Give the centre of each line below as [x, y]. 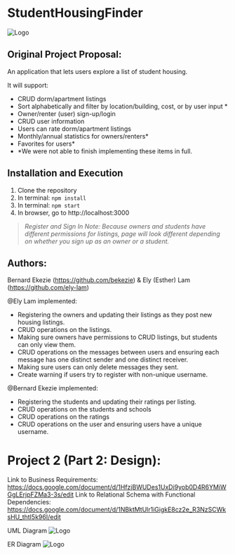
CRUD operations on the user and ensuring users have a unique [109, 424]
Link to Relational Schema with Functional [135, 495]
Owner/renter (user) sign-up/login [66, 113]
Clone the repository [47, 190]
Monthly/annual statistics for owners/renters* [83, 136]
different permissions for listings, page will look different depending [122, 234]
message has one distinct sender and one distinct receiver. [103, 359]
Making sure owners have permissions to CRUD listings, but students [117, 337]
